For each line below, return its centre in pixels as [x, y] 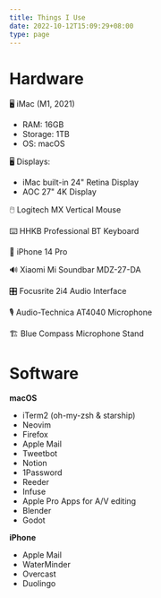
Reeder [35, 482]
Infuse [34, 492]
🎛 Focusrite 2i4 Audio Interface [68, 291]
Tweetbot [40, 454]
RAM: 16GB [43, 125]
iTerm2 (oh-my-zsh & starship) [79, 416]
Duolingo [39, 584]
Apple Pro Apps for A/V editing [79, 501]
